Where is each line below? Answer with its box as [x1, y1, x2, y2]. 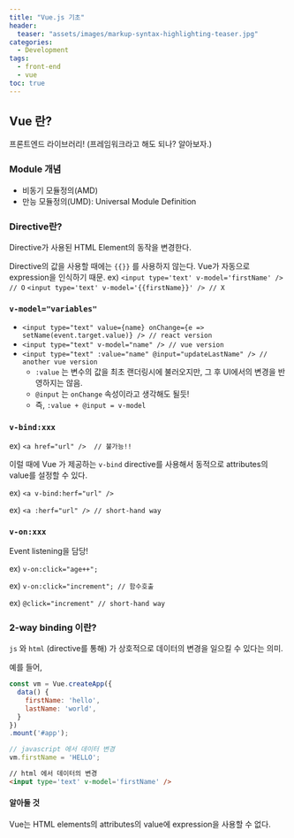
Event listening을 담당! [9, 545, 88, 556]
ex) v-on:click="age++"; [9, 563, 99, 573]
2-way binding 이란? [9, 621, 97, 634]
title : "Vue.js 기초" [9, 12, 86, 22]
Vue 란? [9, 114, 53, 129]
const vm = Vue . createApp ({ [9, 680, 113, 688]
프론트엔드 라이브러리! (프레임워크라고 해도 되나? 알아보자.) [9, 139, 213, 150]
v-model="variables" [9, 304, 98, 314]
